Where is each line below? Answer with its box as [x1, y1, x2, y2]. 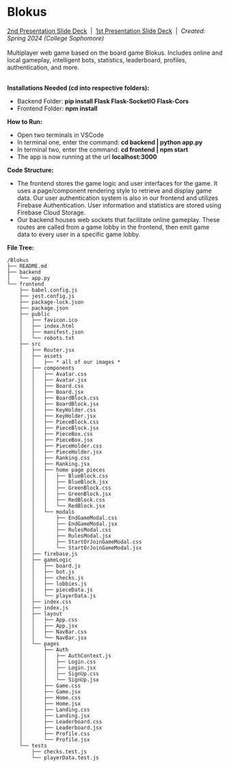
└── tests [19, 742, 48, 749]
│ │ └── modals [19, 508, 75, 515]
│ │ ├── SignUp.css [19, 670, 99, 677]
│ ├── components [19, 364, 75, 371]
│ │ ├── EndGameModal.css [19, 515, 118, 521]
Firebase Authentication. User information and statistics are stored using [16, 201, 221, 209]
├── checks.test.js [31, 748, 87, 755]
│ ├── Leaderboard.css [19, 718, 103, 725]
